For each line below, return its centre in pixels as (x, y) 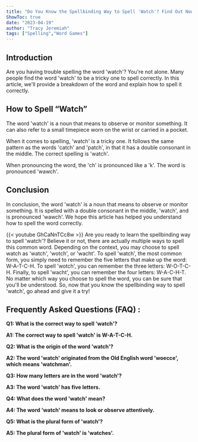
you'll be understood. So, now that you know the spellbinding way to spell (96, 285)
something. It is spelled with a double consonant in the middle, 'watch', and (98, 210)
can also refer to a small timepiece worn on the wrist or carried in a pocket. (97, 129)
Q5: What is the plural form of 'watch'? (55, 422)
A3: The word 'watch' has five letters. (53, 387)
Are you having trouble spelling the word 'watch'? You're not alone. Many (95, 71)
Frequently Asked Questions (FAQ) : (73, 309)
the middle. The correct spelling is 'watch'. (58, 154)
